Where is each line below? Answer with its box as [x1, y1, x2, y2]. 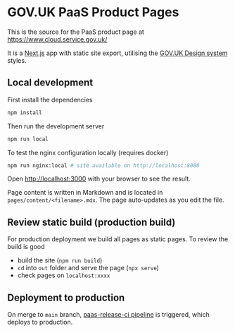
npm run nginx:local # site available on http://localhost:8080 [7, 162, 200, 169]
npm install [7, 109, 42, 116]
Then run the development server [7, 121, 105, 131]
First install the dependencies [7, 95, 93, 104]
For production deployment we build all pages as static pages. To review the [7, 235, 229, 243]
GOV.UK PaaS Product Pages [7, 4, 179, 20]
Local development [7, 77, 94, 89]
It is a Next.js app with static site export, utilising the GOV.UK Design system [7, 49, 228, 57]
